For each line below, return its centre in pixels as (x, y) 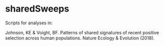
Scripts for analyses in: (29, 23)
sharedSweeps (37, 9)
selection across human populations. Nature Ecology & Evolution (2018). (80, 38)
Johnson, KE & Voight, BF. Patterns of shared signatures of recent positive (82, 32)
